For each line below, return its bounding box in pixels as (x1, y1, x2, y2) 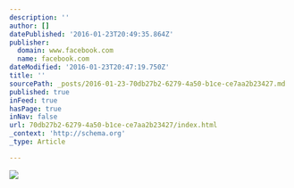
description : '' (9, 12, 70, 22)
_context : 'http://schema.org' (9, 129, 126, 138)
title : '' (9, 71, 46, 80)
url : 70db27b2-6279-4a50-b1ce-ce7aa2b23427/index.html (9, 121, 218, 130)
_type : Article (9, 137, 66, 146)
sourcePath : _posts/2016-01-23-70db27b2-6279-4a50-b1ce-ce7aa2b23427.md (9, 79, 286, 88)
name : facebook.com (17, 54, 90, 63)
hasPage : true (9, 104, 63, 113)
